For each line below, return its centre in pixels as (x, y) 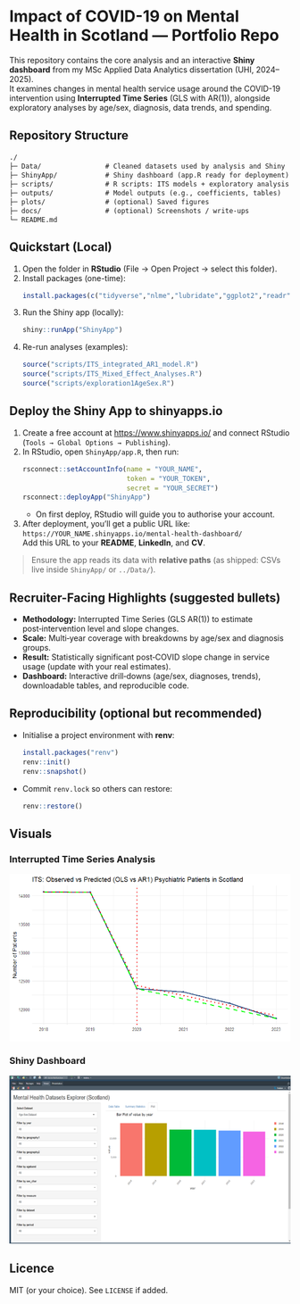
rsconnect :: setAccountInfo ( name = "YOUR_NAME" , (112, 469)
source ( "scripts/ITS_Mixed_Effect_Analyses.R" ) (112, 374)
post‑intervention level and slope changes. (100, 629)
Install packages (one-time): (74, 278)
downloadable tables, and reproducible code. (105, 685)
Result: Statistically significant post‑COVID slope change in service (146, 657)
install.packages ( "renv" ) (70, 752)
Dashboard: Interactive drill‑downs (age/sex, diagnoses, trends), (142, 677)
